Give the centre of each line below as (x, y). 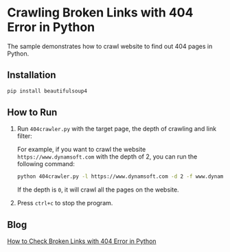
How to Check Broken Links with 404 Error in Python (82, 241)
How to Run (32, 112)
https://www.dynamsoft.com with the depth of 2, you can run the (107, 157)
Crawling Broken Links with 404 (100, 13)
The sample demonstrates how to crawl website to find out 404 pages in (110, 46)
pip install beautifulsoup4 (47, 91)
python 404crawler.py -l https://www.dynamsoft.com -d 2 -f (105, 176)
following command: (46, 164)
